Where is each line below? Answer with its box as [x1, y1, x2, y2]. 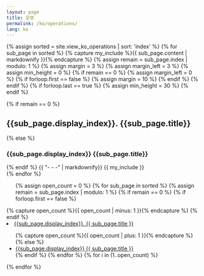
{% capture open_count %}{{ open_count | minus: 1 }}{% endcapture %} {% [6, 207, 198, 215]
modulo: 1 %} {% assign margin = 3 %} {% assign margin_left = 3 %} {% [6, 63, 189, 70]
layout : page [6, 9, 40, 15]
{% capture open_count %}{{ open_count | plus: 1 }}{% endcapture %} [15, 232, 194, 239]
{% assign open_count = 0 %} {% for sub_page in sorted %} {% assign [15, 182, 194, 190]
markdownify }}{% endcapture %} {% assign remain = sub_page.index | [6, 56, 188, 63]
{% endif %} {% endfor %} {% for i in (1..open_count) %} [15, 251, 159, 259]
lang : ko [6, 26, 29, 33]
